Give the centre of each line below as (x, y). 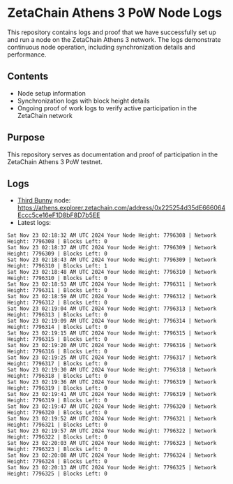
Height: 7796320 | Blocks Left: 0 (58, 413)
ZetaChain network (45, 115)
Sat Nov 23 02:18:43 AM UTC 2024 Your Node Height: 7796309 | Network (112, 260)
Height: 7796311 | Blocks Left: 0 (58, 291)
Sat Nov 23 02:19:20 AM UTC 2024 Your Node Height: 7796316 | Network (112, 346)
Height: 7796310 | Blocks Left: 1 (58, 266)
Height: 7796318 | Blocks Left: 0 (58, 376)
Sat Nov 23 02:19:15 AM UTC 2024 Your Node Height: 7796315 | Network (112, 333)
